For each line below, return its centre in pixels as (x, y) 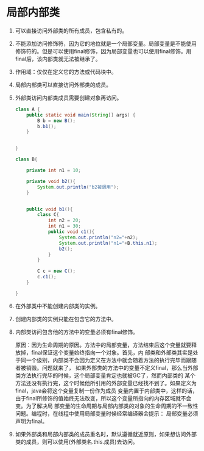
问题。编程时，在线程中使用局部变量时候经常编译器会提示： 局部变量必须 (107, 413)
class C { (48, 215)
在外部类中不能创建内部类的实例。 (58, 306)
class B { (26, 159)
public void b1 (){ (50, 209)
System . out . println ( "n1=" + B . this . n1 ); (108, 243)
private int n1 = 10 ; (54, 171)
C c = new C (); (57, 271)
